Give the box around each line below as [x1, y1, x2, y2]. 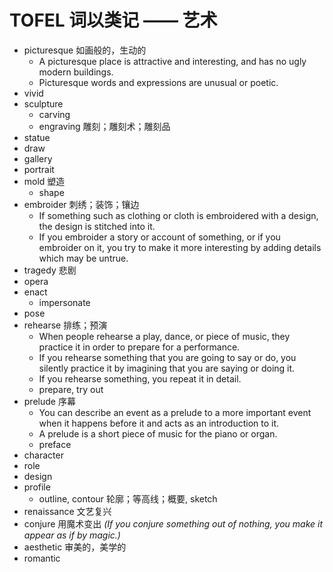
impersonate [38, 296, 91, 308]
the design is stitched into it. [38, 220, 156, 232]
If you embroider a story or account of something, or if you [38, 231, 281, 243]
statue [23, 131, 51, 143]
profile [23, 481, 51, 493]
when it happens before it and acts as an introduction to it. [38, 417, 280, 429]
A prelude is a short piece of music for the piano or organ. [38, 427, 278, 440]
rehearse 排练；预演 [23, 319, 108, 331]
